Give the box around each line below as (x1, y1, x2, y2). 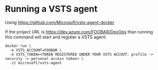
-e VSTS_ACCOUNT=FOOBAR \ (9, 48, 62, 52)
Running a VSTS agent (5, 3, 98, 15)
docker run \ (5, 43, 32, 48)
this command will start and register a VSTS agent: (5, 34, 107, 40)
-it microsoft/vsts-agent (9, 60, 62, 65)
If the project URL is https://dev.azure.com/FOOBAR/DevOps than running (5, 29, 153, 35)
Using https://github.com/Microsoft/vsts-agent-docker (5, 19, 115, 25)
